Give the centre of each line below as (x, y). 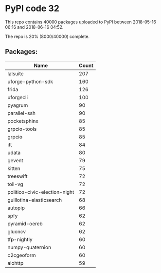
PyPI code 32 (32, 9)
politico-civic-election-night (41, 192)
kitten (14, 168)
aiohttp (16, 263)
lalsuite (16, 73)
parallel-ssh (21, 113)
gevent (15, 160)
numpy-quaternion (29, 247)
